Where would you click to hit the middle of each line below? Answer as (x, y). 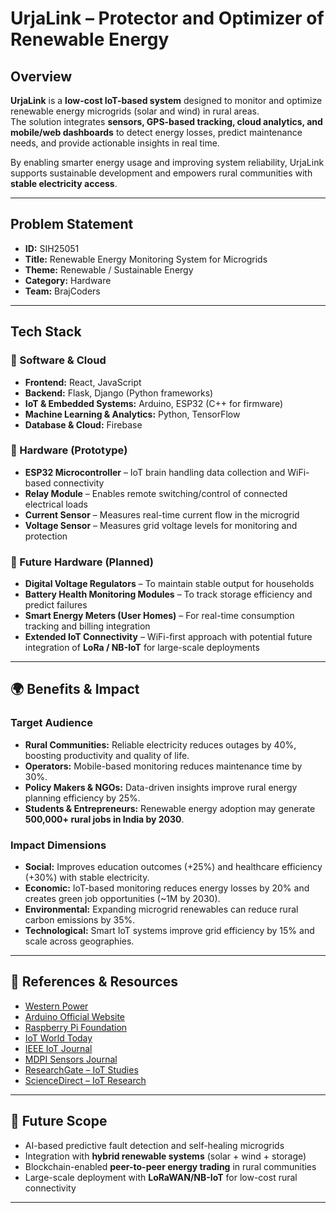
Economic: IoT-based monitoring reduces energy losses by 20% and (167, 888)
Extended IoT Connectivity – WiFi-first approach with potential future (168, 637)
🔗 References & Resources (94, 982)
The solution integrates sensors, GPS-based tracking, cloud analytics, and (166, 121)
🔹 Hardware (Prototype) (69, 450)
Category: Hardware (68, 280)
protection (46, 536)
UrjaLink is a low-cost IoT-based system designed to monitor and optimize (166, 100)
